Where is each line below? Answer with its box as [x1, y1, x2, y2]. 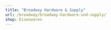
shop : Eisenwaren [5, 17, 42, 22]
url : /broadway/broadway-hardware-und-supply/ [5, 12, 106, 17]
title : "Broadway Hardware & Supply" [5, 7, 86, 13]
